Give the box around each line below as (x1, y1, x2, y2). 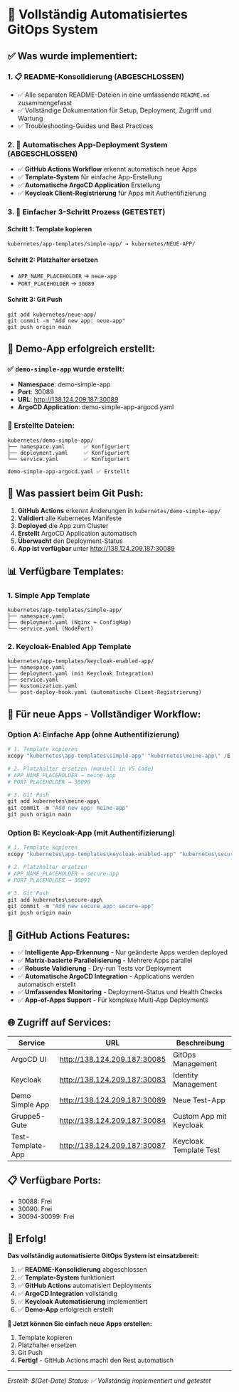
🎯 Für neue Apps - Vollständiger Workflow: (7, 708, 201, 720)
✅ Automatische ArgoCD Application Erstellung (17, 181, 161, 189)
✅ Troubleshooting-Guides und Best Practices (17, 121, 154, 130)
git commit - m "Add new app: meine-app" (7, 804, 129, 812)
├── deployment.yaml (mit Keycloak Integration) (7, 670, 154, 677)
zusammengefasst (17, 98, 73, 107)
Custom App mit (173, 1111, 227, 1121)
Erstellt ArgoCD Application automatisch (17, 529, 137, 537)
